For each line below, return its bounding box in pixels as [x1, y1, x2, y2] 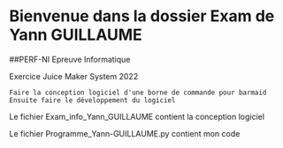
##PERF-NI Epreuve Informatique [9, 54, 131, 64]
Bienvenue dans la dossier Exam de [9, 6, 275, 26]
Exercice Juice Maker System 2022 [9, 70, 139, 81]
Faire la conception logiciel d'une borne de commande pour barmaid [9, 88, 267, 97]
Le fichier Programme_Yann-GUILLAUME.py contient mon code [9, 128, 241, 138]
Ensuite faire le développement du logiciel [9, 95, 176, 105]
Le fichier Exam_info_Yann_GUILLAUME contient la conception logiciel [9, 111, 265, 122]
